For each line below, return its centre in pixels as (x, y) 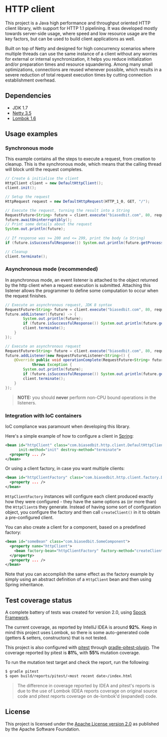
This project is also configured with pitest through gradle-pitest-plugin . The (83, 647)
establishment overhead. (31, 80)
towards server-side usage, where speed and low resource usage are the (80, 33)
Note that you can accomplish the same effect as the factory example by (80, 574)
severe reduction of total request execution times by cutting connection (78, 75)
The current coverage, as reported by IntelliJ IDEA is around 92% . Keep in (81, 627)
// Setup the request (28, 197)
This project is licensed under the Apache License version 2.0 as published (82, 724)
